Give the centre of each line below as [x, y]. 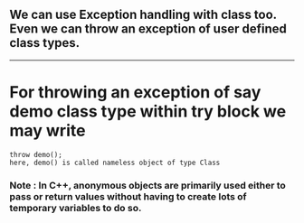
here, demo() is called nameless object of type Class [115, 163]
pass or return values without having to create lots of [128, 196]
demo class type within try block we [148, 111]
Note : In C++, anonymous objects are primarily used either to [148, 185]
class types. [45, 43]
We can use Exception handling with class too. [143, 15]
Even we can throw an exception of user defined [148, 29]
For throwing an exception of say [135, 92]
